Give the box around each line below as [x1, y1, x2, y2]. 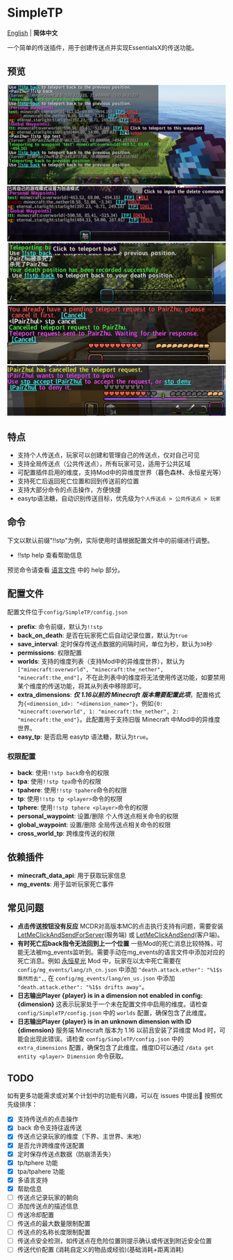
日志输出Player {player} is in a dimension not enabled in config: [17, 991, 203, 999]
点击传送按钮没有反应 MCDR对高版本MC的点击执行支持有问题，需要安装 [17, 922, 224, 930]
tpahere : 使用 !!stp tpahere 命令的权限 [17, 786, 127, 794]
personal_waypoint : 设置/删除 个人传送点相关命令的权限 [17, 811, 179, 820]
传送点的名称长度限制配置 [17, 1228, 91, 1236]
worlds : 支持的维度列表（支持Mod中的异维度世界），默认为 [17, 657, 185, 665]
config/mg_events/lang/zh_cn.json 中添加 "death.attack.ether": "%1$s [17, 965, 223, 974]
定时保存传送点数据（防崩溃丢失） [17, 1150, 115, 1158]
